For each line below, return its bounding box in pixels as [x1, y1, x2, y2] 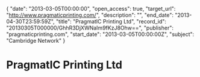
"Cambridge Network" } [6, 37, 66, 44]
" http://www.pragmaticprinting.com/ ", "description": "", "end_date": [6, 11, 173, 19]
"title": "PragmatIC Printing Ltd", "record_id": [56, 18, 167, 25]
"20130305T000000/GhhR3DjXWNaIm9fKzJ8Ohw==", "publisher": [6, 24, 173, 31]
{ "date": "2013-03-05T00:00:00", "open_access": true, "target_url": [6, 5, 176, 12]
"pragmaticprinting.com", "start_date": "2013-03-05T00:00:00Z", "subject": [6, 31, 195, 38]
